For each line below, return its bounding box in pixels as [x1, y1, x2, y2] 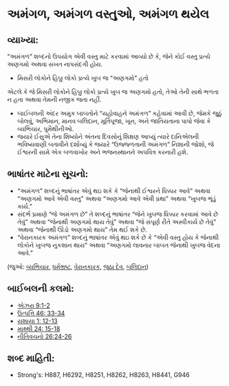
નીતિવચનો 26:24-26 [17, 332, 72, 341]
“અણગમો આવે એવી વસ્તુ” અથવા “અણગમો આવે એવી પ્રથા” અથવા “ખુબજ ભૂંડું [17, 194, 217, 203]
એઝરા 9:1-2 [17, 301, 50, 309]
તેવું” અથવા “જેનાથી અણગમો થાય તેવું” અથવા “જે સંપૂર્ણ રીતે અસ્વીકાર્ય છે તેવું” [17, 217, 217, 226]
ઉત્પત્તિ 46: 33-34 [17, 309, 65, 317]
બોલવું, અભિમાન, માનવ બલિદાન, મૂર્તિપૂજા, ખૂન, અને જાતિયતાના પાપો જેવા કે [17, 117, 211, 125]
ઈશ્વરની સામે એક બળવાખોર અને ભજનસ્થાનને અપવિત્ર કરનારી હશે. [17, 148, 188, 156]
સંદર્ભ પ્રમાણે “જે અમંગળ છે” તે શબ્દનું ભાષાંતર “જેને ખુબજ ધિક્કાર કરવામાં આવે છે [17, 210, 219, 218]
